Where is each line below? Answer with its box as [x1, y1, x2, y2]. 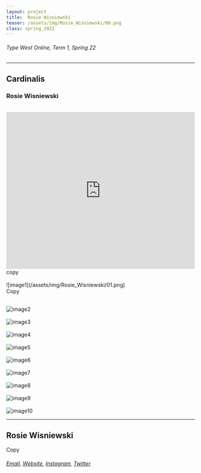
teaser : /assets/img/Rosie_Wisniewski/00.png [6, 20, 121, 26]
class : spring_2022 [6, 25, 55, 32]
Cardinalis [6, 74, 45, 84]
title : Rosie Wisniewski [6, 14, 71, 20]
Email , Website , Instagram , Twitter [6, 460, 91, 467]
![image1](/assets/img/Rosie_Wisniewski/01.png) [6, 282, 126, 289]
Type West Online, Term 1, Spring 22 [6, 44, 96, 51]
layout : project [6, 8, 47, 15]
